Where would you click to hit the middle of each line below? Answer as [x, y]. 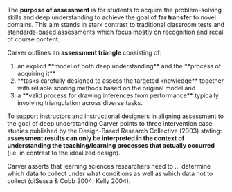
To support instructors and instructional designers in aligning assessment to [115, 116]
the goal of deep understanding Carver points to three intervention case [110, 123]
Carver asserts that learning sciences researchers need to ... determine [109, 166]
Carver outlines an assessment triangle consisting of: [84, 52]
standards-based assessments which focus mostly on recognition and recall [116, 32]
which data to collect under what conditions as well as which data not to [110, 173]
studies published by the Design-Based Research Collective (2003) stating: [115, 131]
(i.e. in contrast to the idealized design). [64, 153]
